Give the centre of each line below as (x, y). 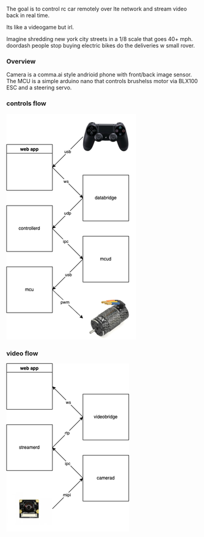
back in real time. (28, 15)
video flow (22, 353)
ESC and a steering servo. (39, 87)
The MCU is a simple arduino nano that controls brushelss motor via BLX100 (102, 81)
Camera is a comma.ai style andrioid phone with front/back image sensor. (99, 75)
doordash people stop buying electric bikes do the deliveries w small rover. (101, 46)
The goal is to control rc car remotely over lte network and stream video (97, 9)
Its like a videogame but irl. (40, 27)
